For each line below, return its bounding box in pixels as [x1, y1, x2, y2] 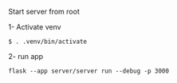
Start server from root [8, 7, 80, 16]
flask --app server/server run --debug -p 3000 [8, 67, 170, 75]
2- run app [8, 52, 44, 61]
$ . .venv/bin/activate [8, 38, 88, 45]
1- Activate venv [8, 22, 61, 31]
